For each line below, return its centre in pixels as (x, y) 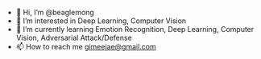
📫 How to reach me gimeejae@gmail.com (86, 47)
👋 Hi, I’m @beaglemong (55, 12)
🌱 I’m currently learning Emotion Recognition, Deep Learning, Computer (135, 29)
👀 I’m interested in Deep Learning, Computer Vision (101, 21)
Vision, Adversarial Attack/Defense (74, 37)
